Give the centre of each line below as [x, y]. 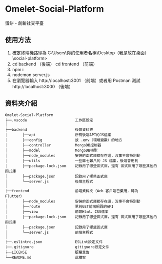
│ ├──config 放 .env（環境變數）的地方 [64, 140]
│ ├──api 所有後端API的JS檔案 [58, 135]
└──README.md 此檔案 [46, 257]
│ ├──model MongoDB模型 [51, 150]
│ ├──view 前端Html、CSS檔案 [57, 212]
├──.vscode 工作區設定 [49, 120]
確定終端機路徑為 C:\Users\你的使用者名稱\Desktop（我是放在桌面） [81, 53]
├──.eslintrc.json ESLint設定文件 [54, 242]
